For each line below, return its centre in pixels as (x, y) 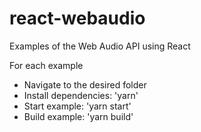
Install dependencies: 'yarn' (81, 95)
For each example (46, 65)
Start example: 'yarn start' (77, 106)
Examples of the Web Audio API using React (100, 46)
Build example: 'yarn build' (78, 116)
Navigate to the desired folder (85, 84)
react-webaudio (77, 18)
